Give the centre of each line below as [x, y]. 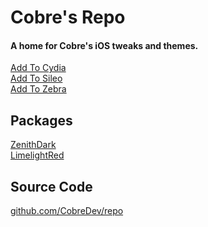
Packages [41, 120]
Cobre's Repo [68, 17]
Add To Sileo [36, 78]
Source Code [51, 186]
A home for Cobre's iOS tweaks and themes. [104, 45]
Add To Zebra [38, 89]
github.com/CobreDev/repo [67, 211]
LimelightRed [37, 155]
